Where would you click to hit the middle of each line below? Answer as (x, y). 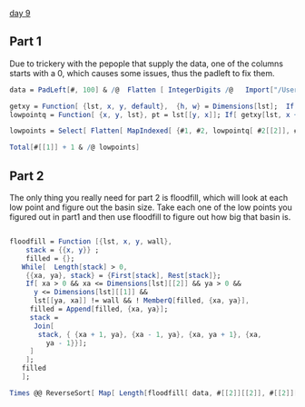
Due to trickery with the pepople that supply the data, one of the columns (147, 64)
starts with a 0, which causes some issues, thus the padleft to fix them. (142, 73)
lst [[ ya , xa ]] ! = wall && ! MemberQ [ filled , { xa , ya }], (141, 301)
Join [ (44, 326)
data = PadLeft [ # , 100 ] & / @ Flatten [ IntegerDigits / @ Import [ (142, 90)
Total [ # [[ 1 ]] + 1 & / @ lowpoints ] (75, 148)
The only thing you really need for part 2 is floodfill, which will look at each (149, 198)
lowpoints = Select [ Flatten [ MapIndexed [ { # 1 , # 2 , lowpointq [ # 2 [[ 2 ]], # (154, 131)
